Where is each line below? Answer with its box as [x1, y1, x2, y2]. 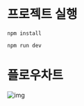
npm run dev [7, 42, 42, 49]
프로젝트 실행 [7, 6, 78, 22]
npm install [7, 29, 42, 37]
